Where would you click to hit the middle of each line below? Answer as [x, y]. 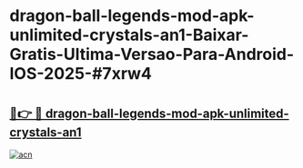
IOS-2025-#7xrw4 [81, 74]
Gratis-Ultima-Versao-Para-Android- [152, 54]
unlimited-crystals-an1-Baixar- [129, 35]
